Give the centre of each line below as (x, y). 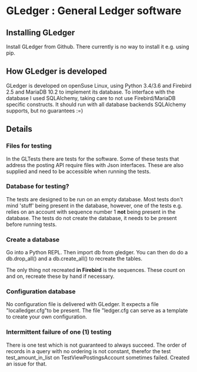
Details (19, 129)
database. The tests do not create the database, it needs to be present (92, 218)
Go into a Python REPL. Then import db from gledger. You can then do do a (97, 253)
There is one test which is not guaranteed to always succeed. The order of (96, 345)
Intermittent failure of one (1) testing (59, 332)
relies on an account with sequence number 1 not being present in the (91, 212)
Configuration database (41, 291)
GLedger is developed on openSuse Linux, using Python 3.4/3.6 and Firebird (99, 85)
